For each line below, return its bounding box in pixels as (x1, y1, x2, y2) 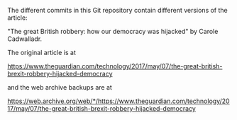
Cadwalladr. (7, 35, 43, 43)
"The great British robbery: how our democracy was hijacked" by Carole (7, 28, 219, 35)
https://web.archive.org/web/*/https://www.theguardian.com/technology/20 (7, 97, 230, 105)
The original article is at (7, 49, 77, 56)
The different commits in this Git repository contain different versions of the (7, 6, 228, 14)
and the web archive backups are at (7, 83, 112, 91)
